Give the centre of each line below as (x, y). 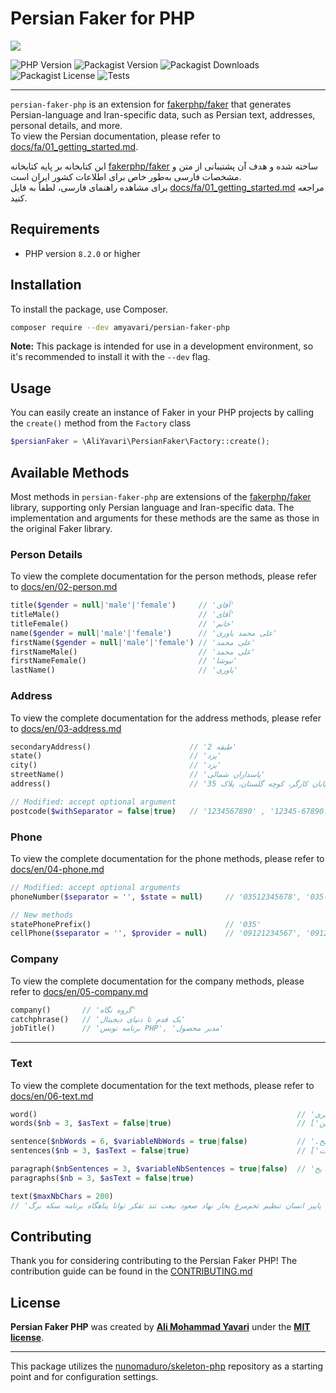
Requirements (55, 229)
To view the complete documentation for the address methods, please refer (166, 718)
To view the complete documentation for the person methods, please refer (164, 576)
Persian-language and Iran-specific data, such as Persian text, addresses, (163, 114)
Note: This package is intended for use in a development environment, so (162, 346)
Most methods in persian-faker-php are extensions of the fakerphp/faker (161, 496)
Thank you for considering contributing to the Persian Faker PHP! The (154, 1261)
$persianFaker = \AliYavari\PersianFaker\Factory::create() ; (140, 442)
